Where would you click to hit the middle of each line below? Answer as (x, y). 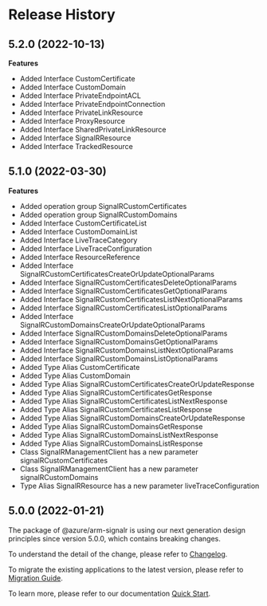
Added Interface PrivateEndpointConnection (92, 104)
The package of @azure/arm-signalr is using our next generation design (127, 530)
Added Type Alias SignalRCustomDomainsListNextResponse (119, 435)
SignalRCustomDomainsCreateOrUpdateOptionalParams (112, 325)
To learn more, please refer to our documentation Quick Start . (110, 593)
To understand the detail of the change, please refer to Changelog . (118, 554)
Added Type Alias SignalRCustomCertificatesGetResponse (116, 392)
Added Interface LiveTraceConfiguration (86, 248)
